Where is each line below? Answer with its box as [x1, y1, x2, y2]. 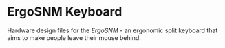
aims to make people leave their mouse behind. [7, 33, 141, 41]
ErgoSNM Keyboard [7, 4, 122, 20]
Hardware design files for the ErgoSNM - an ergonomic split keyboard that [7, 26, 218, 34]
